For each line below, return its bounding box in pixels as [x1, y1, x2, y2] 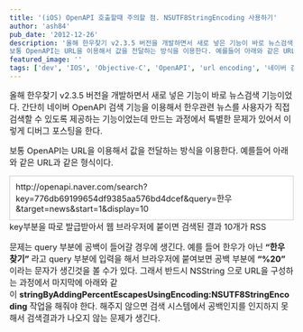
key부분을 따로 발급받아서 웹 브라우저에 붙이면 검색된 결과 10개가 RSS [9, 221, 267, 233]
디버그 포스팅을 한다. [26, 125, 103, 136]
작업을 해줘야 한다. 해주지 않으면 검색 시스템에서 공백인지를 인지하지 [29, 300, 280, 312]
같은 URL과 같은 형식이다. [19, 157, 115, 168]
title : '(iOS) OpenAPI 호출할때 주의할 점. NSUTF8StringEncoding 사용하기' [9, 13, 278, 23]
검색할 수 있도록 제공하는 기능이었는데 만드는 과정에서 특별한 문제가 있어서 [9, 114, 282, 124]
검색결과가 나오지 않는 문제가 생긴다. [26, 312, 161, 324]
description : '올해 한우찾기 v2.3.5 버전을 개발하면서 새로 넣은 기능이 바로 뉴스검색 [9, 38, 293, 48]
